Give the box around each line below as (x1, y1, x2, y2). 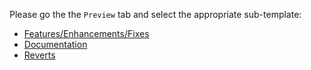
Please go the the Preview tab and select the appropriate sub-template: (9, 9, 302, 20)
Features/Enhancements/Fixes (23, 28, 150, 39)
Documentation (23, 39, 88, 50)
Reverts (23, 49, 56, 61)
